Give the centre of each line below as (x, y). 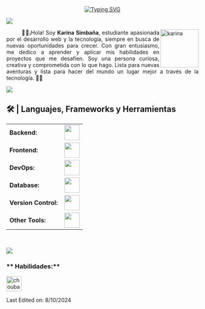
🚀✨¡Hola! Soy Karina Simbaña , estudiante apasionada (91, 33)
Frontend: (24, 150)
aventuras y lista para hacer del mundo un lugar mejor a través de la (103, 71)
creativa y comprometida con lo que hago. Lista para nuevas (83, 65)
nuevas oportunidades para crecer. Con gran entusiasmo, (83, 45)
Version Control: (34, 202)
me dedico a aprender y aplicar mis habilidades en (83, 52)
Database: (24, 185)
